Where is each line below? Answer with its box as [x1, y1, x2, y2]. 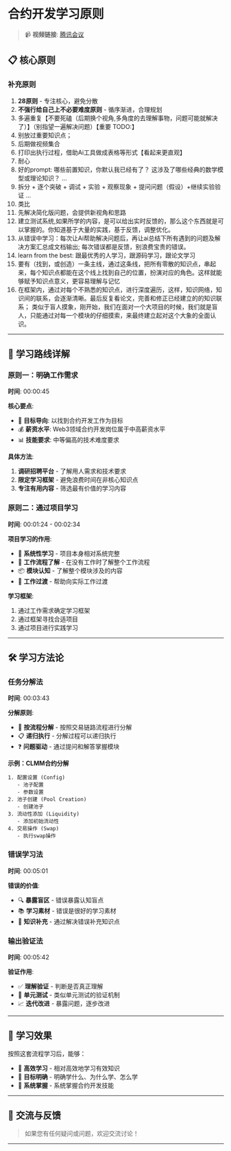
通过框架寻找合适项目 [17, 615, 78, 623]
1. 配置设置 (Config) [8, 774, 66, 781]
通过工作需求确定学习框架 [17, 606, 90, 614]
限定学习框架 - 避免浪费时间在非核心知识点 [17, 476, 139, 484]
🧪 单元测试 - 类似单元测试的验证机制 [17, 990, 121, 999]
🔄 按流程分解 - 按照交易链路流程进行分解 [17, 723, 132, 732]
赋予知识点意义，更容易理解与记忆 [23, 277, 121, 285]
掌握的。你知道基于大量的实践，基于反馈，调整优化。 [23, 225, 174, 233]
